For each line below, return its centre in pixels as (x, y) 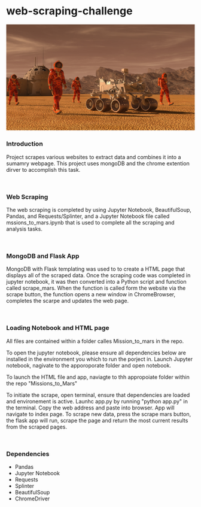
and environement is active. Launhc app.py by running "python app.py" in (97, 401)
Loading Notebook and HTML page (58, 328)
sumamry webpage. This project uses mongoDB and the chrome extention (98, 163)
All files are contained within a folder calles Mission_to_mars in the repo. (95, 341)
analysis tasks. (25, 229)
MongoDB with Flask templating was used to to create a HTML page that (96, 269)
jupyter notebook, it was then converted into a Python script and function (96, 282)
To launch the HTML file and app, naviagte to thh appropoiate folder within (98, 377)
